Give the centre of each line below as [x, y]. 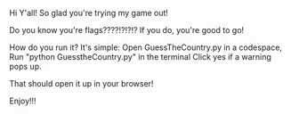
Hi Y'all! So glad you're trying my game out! [89, 13]
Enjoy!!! [23, 101]
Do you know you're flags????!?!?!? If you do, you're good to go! [127, 30]
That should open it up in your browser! [81, 83]
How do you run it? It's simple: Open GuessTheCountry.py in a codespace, [146, 47]
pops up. [25, 66]
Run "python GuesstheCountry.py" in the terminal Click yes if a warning [140, 57]
